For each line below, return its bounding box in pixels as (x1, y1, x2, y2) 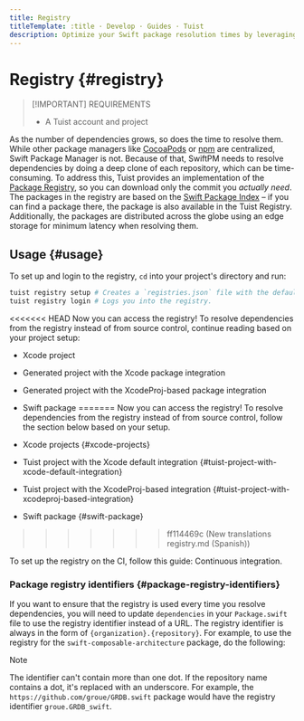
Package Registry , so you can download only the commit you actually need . (9, 182, 292, 193)
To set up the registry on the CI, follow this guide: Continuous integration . (9, 555, 283, 566)
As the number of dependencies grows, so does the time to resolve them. (9, 134, 284, 145)
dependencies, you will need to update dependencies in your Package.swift (9, 608, 288, 620)
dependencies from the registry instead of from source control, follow (22, 412, 283, 422)
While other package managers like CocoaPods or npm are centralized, (9, 144, 276, 155)
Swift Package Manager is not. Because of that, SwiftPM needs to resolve (9, 153, 284, 164)
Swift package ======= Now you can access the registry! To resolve (22, 402, 283, 413)
